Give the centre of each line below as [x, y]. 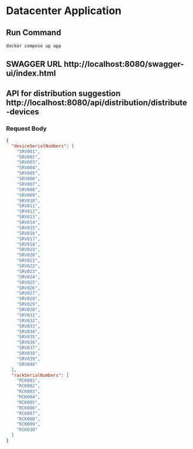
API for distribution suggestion [63, 93]
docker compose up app [34, 46]
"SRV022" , [29, 266]
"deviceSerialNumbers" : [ [43, 146]
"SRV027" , [29, 293]
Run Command [34, 33]
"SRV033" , [29, 326]
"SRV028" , [29, 299]
